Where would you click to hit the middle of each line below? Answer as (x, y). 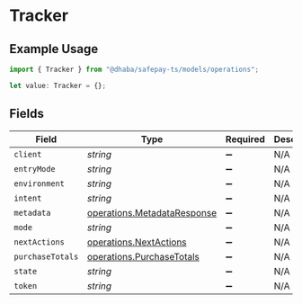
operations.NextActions (137, 242)
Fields (27, 114)
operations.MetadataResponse (152, 212)
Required (245, 139)
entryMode (35, 169)
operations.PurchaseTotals (143, 256)
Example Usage (54, 49)
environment (40, 183)
